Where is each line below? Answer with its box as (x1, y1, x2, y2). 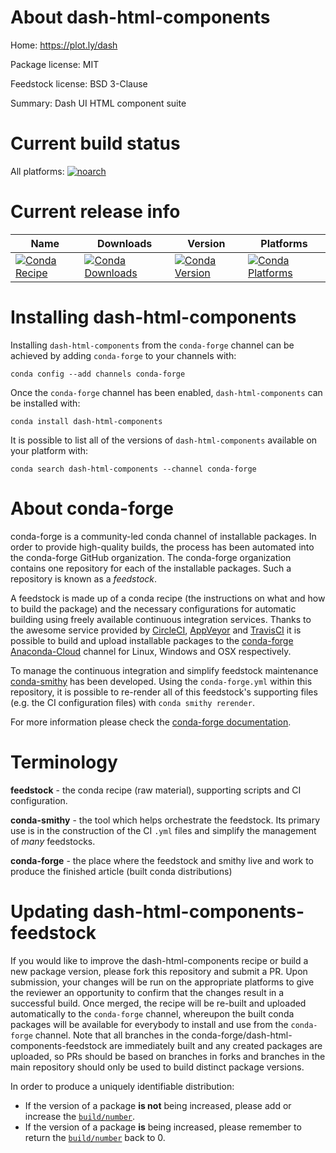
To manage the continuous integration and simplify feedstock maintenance (10, 664, 319, 676)
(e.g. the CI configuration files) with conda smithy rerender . (10, 696, 255, 708)
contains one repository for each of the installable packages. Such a (10, 562, 292, 574)
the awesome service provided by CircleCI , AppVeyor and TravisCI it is (10, 624, 302, 636)
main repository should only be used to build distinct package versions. (10, 1061, 305, 1073)
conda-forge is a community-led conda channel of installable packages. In (10, 530, 317, 542)
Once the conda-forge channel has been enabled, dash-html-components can (10, 386, 323, 398)
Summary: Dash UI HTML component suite (10, 97, 187, 109)
